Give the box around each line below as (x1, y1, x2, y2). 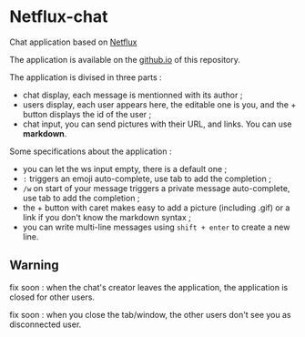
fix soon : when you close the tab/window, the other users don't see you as (9, 309, 291, 320)
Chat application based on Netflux (9, 36, 137, 47)
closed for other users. (9, 291, 96, 302)
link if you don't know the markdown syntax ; (22, 211, 191, 222)
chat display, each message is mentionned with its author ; (22, 89, 243, 100)
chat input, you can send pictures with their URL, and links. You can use (22, 118, 292, 129)
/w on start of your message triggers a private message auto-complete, (22, 182, 290, 193)
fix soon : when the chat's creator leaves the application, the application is (9, 281, 289, 292)
